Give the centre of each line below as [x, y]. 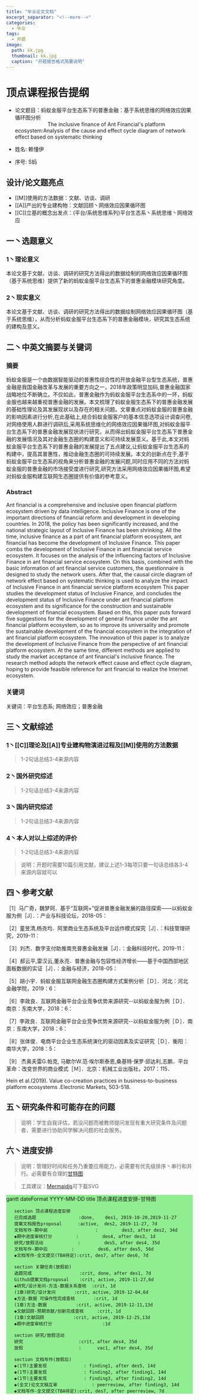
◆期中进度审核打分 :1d [62, 1324]
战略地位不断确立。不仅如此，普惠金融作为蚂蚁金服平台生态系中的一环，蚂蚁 [99, 394]
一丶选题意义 [30, 241]
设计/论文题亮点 [35, 182]
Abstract [19, 492]
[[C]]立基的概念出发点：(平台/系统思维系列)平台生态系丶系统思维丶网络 [101, 213]
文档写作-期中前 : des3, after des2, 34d [96, 1230]
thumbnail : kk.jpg [34, 56]
